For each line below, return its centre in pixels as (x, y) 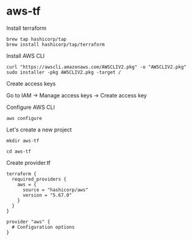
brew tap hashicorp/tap (37, 39)
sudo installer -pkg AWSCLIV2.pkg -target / (64, 72)
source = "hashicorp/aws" (55, 190)
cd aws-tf (19, 151)
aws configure (24, 118)
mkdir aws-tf (23, 141)
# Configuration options (43, 227)
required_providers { (39, 179)
